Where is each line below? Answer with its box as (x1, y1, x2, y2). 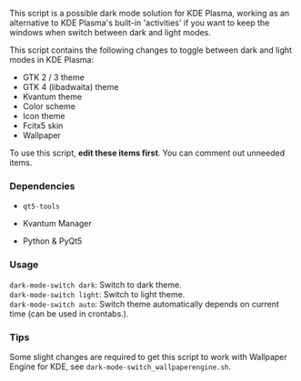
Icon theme (22, 111, 65, 121)
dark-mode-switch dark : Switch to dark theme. (9, 279, 182, 290)
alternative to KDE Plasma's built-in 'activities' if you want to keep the (9, 17, 270, 28)
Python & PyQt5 (22, 236, 83, 246)
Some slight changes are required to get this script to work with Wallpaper (9, 351, 288, 362)
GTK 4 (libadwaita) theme (22, 82, 119, 92)
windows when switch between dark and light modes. (9, 27, 212, 37)
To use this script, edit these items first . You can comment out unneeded (9, 147, 285, 158)
